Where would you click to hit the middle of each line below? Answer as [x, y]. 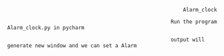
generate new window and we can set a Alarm [72, 46]
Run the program [194, 22]
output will [188, 40]
